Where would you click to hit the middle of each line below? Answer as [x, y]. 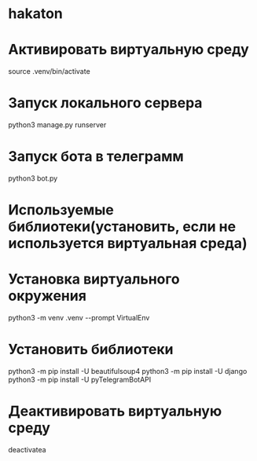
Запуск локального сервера [105, 103]
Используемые [61, 210]
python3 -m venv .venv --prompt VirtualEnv [79, 318]
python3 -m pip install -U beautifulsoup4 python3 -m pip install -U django [128, 371]
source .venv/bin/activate [49, 71]
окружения [47, 296]
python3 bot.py [33, 178]
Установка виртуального [94, 279]
